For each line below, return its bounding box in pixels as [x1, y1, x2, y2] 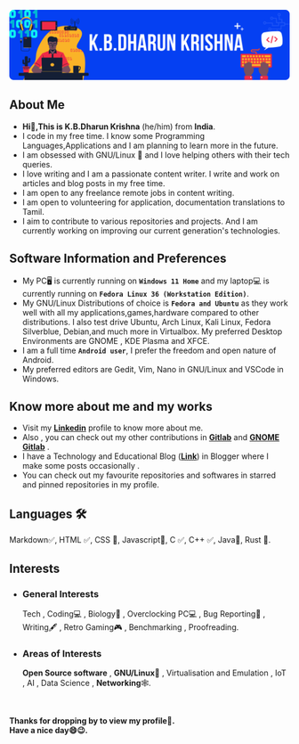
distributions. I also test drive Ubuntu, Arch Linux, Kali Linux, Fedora [21, 316, 271, 327]
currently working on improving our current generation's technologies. [21, 225, 280, 236]
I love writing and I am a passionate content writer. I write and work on [21, 168, 280, 179]
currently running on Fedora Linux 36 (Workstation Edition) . [21, 288, 249, 298]
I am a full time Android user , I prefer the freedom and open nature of [21, 345, 277, 356]
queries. [21, 159, 53, 169]
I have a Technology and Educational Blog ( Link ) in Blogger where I [21, 451, 269, 462]
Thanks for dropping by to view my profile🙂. [9, 715, 175, 726]
